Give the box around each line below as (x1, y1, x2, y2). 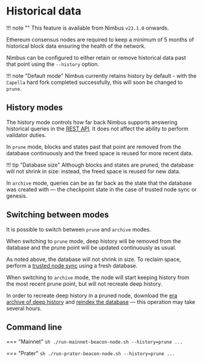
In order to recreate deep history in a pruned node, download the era (6, 292, 178, 299)
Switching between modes (6, 210, 109, 220)
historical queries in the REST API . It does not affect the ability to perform (6, 125, 188, 132)
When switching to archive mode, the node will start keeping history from (6, 274, 190, 281)
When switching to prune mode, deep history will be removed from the (6, 237, 181, 245)
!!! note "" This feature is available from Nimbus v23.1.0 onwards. (6, 24, 169, 31)
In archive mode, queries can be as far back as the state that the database (6, 179, 192, 187)
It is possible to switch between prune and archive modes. (6, 225, 151, 233)
